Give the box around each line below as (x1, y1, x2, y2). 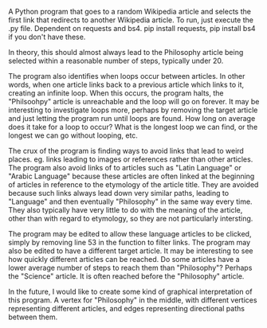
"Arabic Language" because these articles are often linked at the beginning (8, 171, 255, 181)
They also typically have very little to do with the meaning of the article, (8, 205, 243, 214)
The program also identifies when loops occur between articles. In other (8, 72, 245, 80)
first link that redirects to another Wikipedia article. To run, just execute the (8, 15, 253, 25)
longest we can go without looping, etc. (8, 131, 138, 140)
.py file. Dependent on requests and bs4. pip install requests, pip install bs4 (8, 24, 257, 33)
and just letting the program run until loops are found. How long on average (8, 114, 256, 123)
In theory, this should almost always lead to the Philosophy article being (8, 48, 244, 57)
